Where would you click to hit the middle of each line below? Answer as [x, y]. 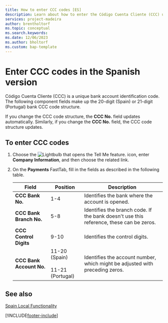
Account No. [30, 267]
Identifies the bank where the [118, 196]
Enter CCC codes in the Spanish [73, 72]
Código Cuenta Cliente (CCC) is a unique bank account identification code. [82, 96]
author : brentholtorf [28, 24]
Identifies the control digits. [116, 237]
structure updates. [24, 127]
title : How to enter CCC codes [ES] [43, 10]
